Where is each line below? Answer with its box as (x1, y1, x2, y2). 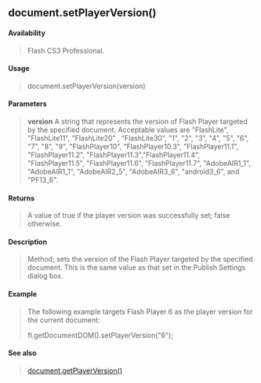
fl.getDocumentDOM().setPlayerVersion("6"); (27, 330, 174, 340)
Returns (8, 193, 35, 203)
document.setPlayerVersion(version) (27, 81, 147, 90)
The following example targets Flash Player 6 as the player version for (27, 307, 253, 316)
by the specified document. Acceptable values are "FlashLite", (27, 125, 229, 134)
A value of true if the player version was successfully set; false (27, 211, 230, 220)
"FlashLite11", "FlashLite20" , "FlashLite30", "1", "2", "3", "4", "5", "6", (27, 134, 249, 142)
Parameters (8, 99, 47, 109)
